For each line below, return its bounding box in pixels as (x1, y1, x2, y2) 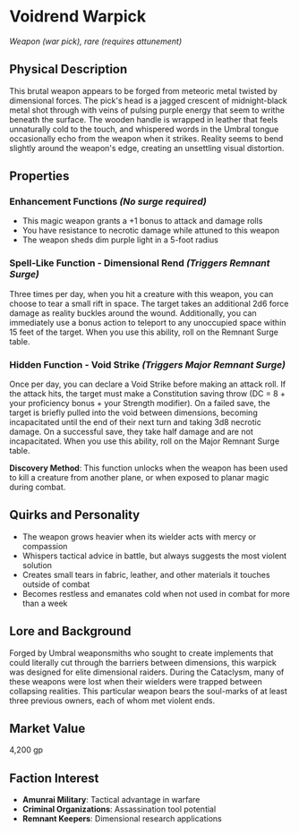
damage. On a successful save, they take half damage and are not (9, 427, 253, 438)
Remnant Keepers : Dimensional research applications (21, 813, 222, 824)
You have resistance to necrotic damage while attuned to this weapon (21, 225, 280, 236)
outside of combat (21, 579, 90, 590)
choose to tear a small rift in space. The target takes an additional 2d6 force (9, 298, 289, 309)
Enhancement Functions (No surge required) (9, 195, 208, 208)
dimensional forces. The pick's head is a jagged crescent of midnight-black (9, 95, 288, 106)
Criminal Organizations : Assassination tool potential (21, 803, 217, 815)
